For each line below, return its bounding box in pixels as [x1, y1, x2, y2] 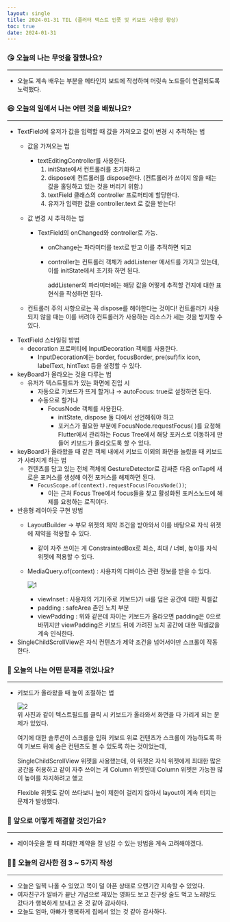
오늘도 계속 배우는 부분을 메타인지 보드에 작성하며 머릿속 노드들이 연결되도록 [16, 76, 220, 84]
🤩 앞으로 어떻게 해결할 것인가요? [7, 816, 107, 826]
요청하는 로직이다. [60, 497, 108, 505]
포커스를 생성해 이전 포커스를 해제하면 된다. [40, 473, 155, 481]
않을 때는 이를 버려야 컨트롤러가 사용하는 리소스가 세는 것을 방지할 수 [40, 312, 223, 321]
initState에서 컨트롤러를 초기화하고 [47, 165, 141, 173]
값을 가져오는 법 [27, 141, 70, 150]
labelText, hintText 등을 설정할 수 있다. [37, 361, 142, 369]
